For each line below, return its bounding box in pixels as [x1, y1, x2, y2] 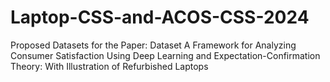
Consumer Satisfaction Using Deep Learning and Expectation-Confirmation [10, 49, 321, 61]
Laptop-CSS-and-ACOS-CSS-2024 [10, 6, 310, 29]
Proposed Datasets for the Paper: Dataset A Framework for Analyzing [10, 39, 297, 51]
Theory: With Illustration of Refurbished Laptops [10, 60, 209, 72]
